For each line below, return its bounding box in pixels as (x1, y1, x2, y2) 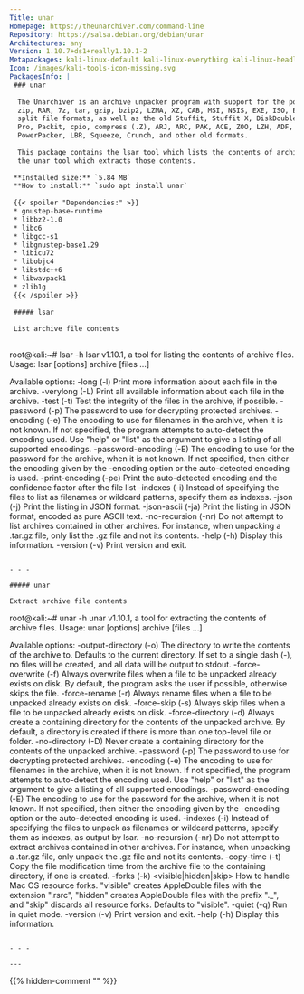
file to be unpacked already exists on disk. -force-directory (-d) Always (9, 707, 275, 717)
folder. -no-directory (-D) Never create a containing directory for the (9, 736, 264, 746)
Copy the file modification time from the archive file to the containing (9, 861, 266, 871)
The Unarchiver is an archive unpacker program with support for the (17, 97, 285, 107)
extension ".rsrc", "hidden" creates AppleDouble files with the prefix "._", (9, 890, 279, 900)
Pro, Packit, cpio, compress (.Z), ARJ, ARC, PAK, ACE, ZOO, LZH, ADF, (17, 123, 294, 132)
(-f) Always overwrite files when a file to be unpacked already (46, 668, 278, 679)
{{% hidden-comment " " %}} (9, 976, 118, 986)
